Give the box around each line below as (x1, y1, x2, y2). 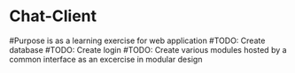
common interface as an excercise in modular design (9, 54, 203, 64)
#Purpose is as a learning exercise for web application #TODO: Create (9, 35, 266, 46)
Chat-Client (9, 6, 97, 26)
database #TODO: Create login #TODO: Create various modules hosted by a (9, 44, 287, 55)
